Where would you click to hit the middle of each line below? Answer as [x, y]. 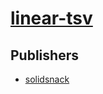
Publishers [44, 55]
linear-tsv [51, 18]
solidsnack [47, 79]
